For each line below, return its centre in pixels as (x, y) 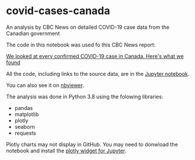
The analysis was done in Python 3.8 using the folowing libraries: (85, 96)
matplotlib (27, 114)
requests (25, 133)
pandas (24, 108)
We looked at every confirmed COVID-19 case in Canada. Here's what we (95, 56)
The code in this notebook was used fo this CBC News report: (81, 45)
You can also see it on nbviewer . (45, 85)
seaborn (25, 126)
